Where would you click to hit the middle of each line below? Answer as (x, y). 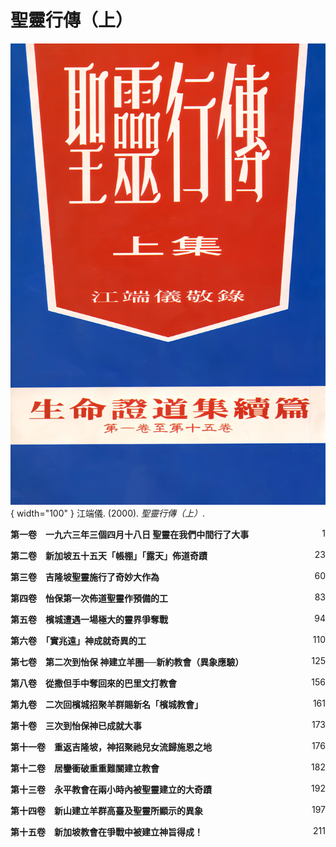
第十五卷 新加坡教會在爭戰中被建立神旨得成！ (106, 832)
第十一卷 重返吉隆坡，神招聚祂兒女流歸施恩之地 (111, 747)
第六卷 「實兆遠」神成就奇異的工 (78, 641)
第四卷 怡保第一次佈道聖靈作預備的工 (89, 598)
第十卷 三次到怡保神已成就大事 (76, 726)
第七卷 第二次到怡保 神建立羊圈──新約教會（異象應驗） (127, 662)
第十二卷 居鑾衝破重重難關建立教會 (85, 768)
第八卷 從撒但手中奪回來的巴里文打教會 (93, 683)
